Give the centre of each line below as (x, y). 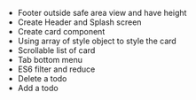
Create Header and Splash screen (79, 22)
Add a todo (38, 88)
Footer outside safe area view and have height (102, 13)
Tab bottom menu (50, 60)
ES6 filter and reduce (56, 69)
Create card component (61, 31)
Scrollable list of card (56, 50)
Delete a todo (42, 78)
